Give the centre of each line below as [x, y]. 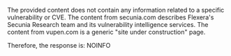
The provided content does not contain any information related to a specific [116, 10]
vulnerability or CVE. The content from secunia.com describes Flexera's [111, 17]
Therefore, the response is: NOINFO [59, 45]
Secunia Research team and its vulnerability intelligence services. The [108, 25]
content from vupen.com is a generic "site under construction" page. [106, 32]
